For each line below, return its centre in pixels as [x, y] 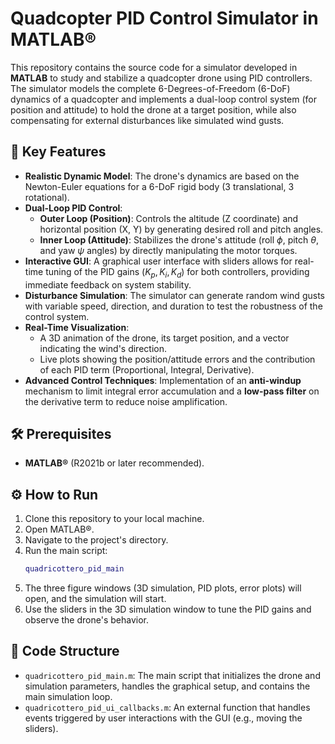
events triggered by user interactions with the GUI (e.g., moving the [163, 718]
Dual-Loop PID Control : [73, 208]
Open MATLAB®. [59, 529]
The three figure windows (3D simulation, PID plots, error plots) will [163, 588]
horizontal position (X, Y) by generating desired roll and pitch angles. [181, 229]
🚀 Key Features [58, 152]
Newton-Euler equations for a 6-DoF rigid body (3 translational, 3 [159, 186]
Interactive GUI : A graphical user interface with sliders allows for [158, 261]
